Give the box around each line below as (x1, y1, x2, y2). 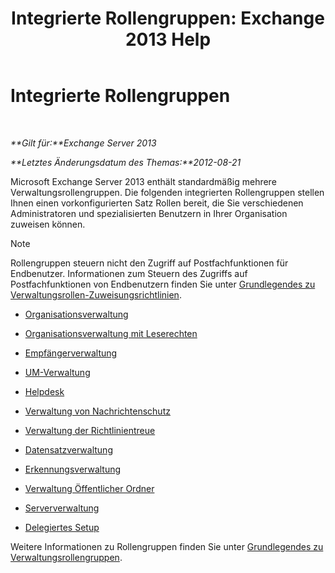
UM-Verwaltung (24, 366, 91, 378)
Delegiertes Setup (24, 521, 100, 533)
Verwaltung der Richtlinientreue (24, 424, 156, 436)
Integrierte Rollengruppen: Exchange (11, 7, 325, 30)
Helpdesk (24, 385, 65, 397)
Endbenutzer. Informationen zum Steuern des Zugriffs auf (10, 267, 248, 279)
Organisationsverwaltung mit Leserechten (24, 327, 198, 339)
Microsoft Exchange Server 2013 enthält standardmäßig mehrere (10, 175, 277, 187)
